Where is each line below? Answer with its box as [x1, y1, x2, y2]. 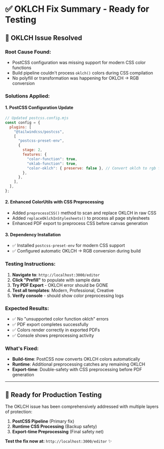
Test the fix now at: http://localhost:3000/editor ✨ [5, 438, 112, 444]
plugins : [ [9, 125, 32, 129]
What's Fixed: [5, 345, 39, 351]
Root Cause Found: [5, 48, 51, 55]
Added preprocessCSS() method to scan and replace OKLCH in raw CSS [12, 210, 157, 216]
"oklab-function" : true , [26, 161, 78, 166]
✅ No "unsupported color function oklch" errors [12, 316, 109, 322]
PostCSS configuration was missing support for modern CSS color [12, 59, 146, 65]
